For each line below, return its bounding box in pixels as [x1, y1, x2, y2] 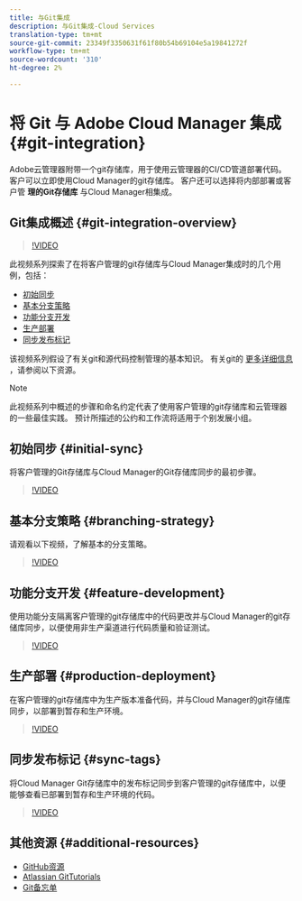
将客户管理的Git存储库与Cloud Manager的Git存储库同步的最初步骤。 [9, 466, 261, 478]
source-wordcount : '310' [9, 55, 103, 64]
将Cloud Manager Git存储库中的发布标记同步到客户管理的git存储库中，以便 [9, 777, 287, 788]
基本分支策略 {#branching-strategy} [9, 513, 215, 529]
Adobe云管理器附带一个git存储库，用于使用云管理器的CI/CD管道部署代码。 [9, 163, 287, 174]
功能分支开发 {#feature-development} [9, 585, 225, 601]
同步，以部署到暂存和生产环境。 [9, 705, 128, 716]
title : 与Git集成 [9, 13, 70, 23]
